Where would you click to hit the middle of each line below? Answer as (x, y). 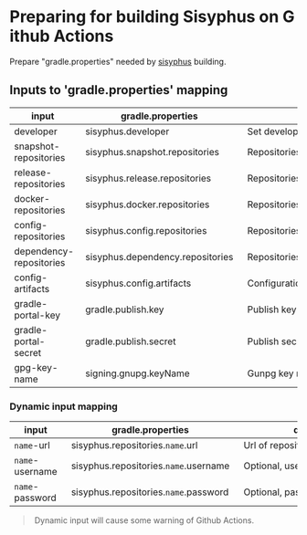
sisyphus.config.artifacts (138, 283)
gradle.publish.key (125, 309)
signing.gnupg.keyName (138, 373)
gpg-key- (36, 367)
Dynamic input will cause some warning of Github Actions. (144, 520)
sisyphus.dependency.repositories (159, 257)
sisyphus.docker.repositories (148, 205)
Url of (255, 446)
